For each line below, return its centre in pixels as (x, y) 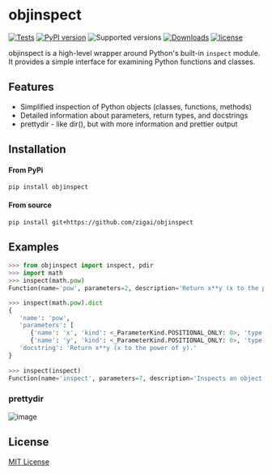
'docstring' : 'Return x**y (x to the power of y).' (108, 348)
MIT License (29, 461)
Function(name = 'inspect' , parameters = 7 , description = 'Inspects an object (136, 378)
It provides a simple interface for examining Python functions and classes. (132, 62)
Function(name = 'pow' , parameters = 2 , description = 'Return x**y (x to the (134, 288)
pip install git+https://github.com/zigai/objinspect (101, 222)
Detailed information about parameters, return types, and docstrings (134, 115)
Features (31, 87)
